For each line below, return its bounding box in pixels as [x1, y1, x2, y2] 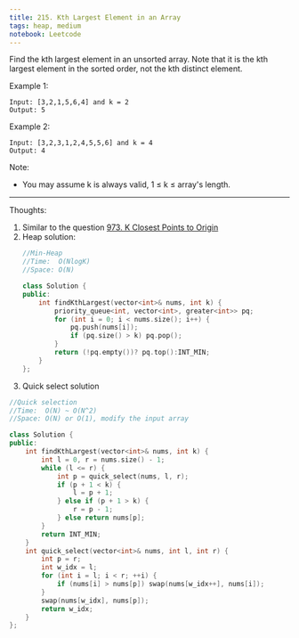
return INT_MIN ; [41, 529, 101, 539]
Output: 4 [9, 146, 46, 156]
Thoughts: [9, 205, 47, 216]
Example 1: [9, 81, 49, 92]
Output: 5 [9, 106, 46, 115]
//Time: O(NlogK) [21, 258, 91, 266]
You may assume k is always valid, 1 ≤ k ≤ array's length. [21, 179, 231, 190]
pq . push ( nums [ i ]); [69, 323, 139, 332]
